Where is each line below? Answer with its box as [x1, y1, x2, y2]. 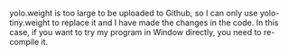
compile [9, 36, 40, 47]
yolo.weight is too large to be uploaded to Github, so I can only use [9, 8, 258, 18]
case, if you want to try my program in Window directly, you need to [9, 27, 262, 37]
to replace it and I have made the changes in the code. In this [51, 17, 279, 28]
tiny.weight [9, 17, 51, 28]
